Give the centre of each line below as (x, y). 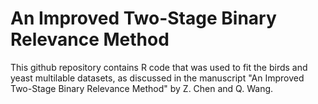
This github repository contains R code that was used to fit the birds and (159, 67)
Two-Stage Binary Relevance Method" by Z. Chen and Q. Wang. (142, 88)
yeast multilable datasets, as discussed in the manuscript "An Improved (157, 78)
